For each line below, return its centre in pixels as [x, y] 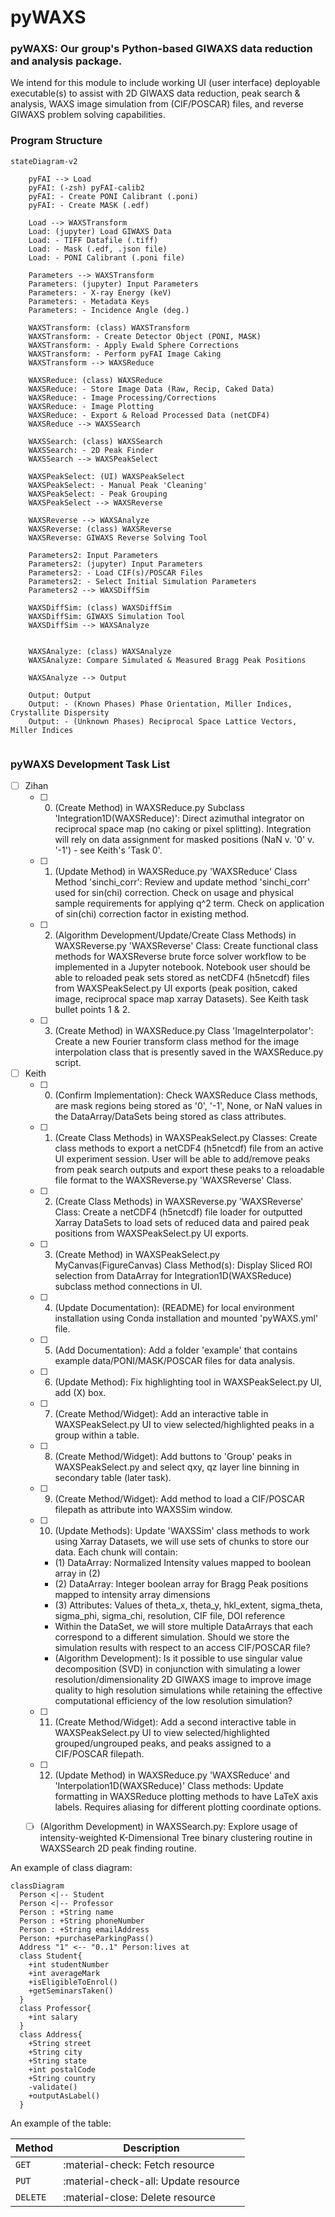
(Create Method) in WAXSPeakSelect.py [137, 1255]
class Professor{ [55, 2009]
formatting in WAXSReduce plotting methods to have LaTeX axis [186, 1797]
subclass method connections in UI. [128, 1287]
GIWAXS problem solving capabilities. [88, 115]
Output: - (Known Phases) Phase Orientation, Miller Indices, [160, 704]
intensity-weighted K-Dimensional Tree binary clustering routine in [176, 1838]
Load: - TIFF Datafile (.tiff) [93, 240]
